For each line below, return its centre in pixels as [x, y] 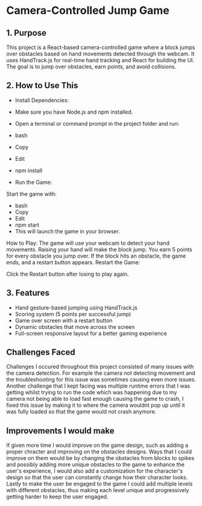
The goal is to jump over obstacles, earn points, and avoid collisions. [91, 66]
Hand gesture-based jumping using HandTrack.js [76, 307]
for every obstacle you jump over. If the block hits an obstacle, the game [96, 256]
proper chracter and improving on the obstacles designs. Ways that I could [99, 452]
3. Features [28, 293]
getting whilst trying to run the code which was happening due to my [92, 392]
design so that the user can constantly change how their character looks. [97, 478]
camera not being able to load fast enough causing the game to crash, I [95, 399]
